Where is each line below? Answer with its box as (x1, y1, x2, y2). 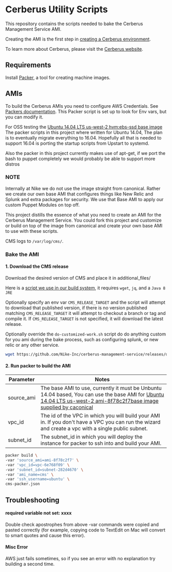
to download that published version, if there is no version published (5, 304, 147, 311)
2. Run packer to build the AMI (5, 363, 71, 369)
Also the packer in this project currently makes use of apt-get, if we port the (5, 150, 165, 156)
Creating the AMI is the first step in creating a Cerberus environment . (5, 36, 151, 42)
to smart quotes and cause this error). (5, 532, 85, 538)
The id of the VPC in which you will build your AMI (40, 412, 160, 419)
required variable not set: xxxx (5, 510, 72, 516)
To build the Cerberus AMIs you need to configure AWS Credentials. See (5, 103, 159, 109)
